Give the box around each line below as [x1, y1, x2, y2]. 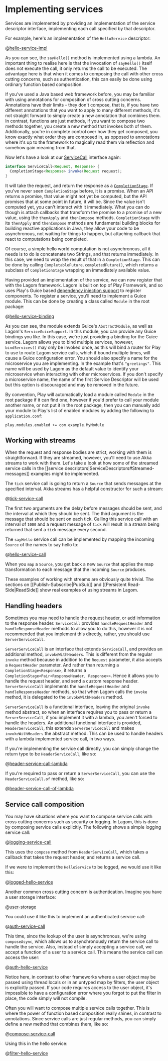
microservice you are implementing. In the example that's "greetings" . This [5, 360, 161, 366]
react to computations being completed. [5, 236, 88, 242]
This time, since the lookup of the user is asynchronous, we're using [5, 933, 146, 939]
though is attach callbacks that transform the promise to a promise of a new [5, 209, 162, 215]
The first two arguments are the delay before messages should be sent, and [5, 505, 162, 511]
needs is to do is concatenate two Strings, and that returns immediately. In [5, 251, 159, 257]
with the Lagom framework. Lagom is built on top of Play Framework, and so [5, 282, 163, 288]
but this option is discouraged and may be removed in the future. [5, 381, 139, 388]
